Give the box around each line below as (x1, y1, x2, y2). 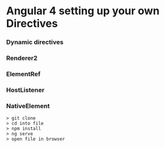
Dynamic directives (6, 38, 64, 46)
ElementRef (6, 70, 41, 78)
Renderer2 (6, 54, 38, 62)
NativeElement (6, 102, 50, 110)
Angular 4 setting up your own (6, 4, 160, 18)
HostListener (6, 86, 45, 94)
